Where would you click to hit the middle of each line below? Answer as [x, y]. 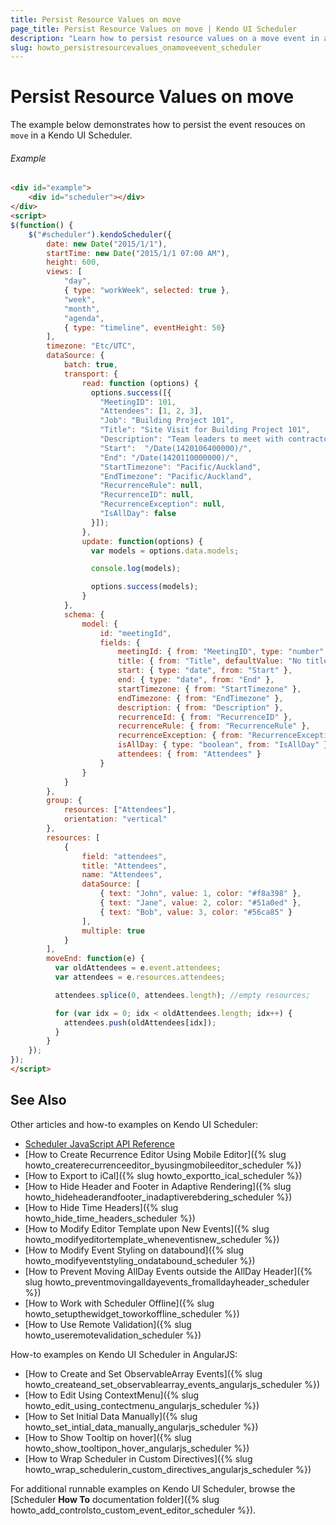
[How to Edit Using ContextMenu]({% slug [112, 1395]
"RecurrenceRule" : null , [151, 486]
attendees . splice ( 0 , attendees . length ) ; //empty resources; [182, 995]
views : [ [64, 272]
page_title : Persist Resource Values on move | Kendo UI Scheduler [154, 29]
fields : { [120, 642]
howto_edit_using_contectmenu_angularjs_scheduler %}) [142, 1405]
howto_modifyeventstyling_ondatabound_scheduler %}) [140, 1260]
